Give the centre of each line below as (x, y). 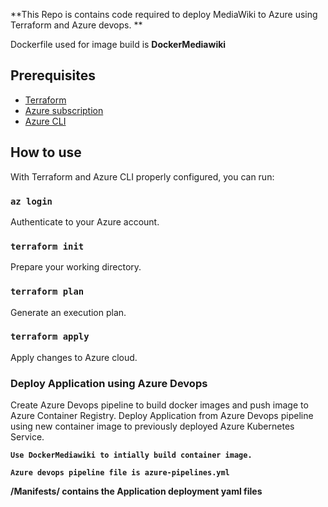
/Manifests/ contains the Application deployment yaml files (136, 491)
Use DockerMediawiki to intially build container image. (131, 455)
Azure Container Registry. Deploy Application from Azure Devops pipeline (162, 416)
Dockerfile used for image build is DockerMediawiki (118, 44)
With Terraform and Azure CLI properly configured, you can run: (142, 176)
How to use (46, 152)
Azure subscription (64, 110)
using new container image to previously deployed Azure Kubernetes (152, 426)
